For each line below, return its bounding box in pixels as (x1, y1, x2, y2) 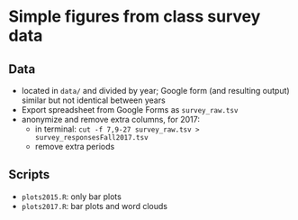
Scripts (8, 167, 50, 182)
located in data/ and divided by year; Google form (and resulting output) (21, 86, 290, 96)
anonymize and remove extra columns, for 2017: (21, 115, 200, 124)
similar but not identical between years (21, 95, 166, 105)
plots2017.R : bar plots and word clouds (21, 200, 168, 211)
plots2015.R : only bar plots (21, 191, 122, 202)
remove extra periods (34, 142, 115, 151)
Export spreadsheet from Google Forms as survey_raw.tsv (21, 105, 239, 115)
